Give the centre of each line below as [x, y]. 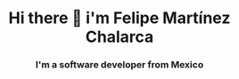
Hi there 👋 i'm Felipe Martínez [119, 18]
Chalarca [119, 37]
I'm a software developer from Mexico [119, 65]
